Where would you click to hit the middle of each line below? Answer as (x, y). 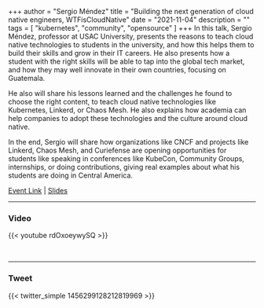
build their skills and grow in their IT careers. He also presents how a (119, 53)
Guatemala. (27, 78)
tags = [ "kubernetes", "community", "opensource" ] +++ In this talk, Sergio (130, 28)
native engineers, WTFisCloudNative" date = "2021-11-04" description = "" (129, 20)
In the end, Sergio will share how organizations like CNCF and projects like (128, 142)
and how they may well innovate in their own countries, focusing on (117, 70)
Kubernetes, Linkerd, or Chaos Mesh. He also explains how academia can (127, 110)
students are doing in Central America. (71, 175)
